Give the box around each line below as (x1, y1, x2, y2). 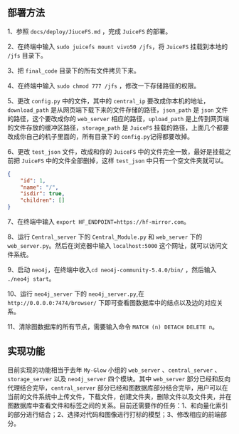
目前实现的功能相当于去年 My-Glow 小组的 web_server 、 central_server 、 (7, 366, 221, 374)
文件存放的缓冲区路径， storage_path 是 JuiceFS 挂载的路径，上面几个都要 (13, 123, 229, 132)
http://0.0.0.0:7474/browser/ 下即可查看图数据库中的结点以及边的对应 (7, 299, 217, 307)
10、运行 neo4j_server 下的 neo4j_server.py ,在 (7, 289, 144, 298)
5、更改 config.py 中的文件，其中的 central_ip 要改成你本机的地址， (7, 96, 210, 105)
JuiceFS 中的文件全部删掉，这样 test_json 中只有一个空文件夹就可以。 (21, 156, 228, 165)
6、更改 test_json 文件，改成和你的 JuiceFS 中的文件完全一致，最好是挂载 (7, 147, 225, 155)
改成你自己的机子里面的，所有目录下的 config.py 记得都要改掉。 (7, 132, 194, 140)
